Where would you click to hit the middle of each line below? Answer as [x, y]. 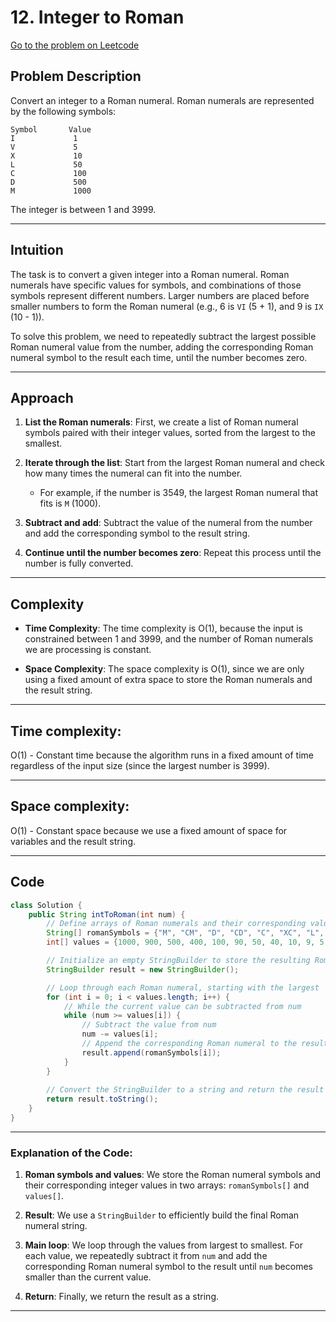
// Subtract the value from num [149, 1025]
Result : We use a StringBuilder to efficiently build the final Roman [162, 1215]
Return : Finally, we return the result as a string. [122, 1297]
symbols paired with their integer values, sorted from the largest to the [170, 433]
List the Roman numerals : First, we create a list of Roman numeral [161, 422]
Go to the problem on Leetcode [75, 45]
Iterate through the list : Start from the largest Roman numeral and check [174, 463]
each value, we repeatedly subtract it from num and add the [146, 1256]
